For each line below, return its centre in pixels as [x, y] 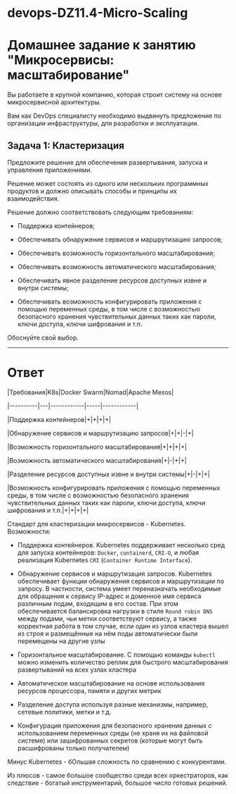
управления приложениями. [50, 170]
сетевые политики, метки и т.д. [64, 712]
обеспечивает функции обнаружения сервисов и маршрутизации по [121, 581]
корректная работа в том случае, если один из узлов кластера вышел [123, 626]
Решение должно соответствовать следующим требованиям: [100, 212]
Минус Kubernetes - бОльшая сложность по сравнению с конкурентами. [117, 762]
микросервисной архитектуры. [54, 102]
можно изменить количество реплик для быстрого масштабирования [123, 662]
